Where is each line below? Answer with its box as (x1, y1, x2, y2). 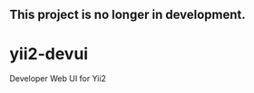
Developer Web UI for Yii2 (9, 73, 107, 84)
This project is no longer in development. (9, 7, 247, 23)
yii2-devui (9, 43, 89, 64)
